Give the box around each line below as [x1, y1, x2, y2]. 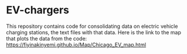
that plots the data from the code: [6, 35, 87, 42]
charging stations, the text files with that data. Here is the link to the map [6, 28, 182, 35]
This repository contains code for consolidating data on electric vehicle [6, 23, 178, 30]
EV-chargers [6, 3, 69, 17]
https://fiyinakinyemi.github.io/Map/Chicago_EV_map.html [6, 41, 147, 48]
